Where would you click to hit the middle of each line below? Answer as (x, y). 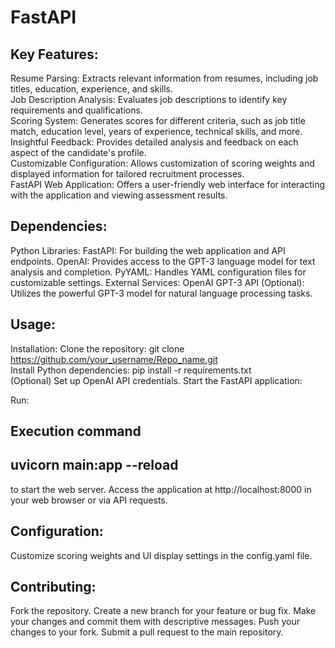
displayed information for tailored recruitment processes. (127, 174)
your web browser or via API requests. (89, 500)
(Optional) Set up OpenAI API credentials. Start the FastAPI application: (156, 380)
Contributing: (53, 587)
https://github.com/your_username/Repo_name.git (114, 359)
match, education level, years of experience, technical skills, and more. (156, 131)
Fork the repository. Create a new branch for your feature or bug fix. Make (163, 611)
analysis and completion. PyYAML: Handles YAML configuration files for (158, 272)
